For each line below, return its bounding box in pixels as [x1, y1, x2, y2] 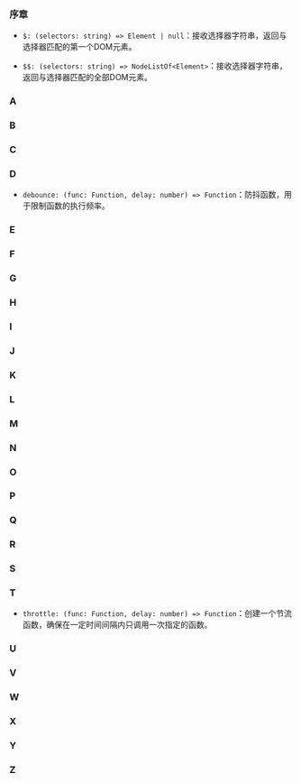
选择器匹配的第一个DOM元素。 [22, 41, 137, 52]
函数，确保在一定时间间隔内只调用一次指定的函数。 [22, 620, 213, 631]
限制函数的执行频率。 [30, 200, 110, 211]
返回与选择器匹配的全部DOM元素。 [22, 72, 153, 83]
